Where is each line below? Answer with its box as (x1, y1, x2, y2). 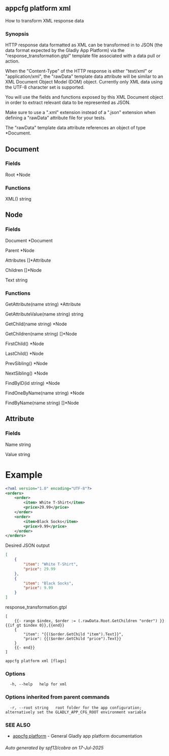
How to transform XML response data (5, 17, 84, 23)
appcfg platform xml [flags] (5, 659, 67, 664)
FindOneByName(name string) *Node (5, 390, 85, 396)
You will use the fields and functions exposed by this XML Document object (5, 94, 163, 100)
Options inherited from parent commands (5, 693, 110, 701)
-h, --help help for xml (10, 682, 67, 687)
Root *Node (5, 172, 30, 178)
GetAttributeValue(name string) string (5, 311, 84, 317)
